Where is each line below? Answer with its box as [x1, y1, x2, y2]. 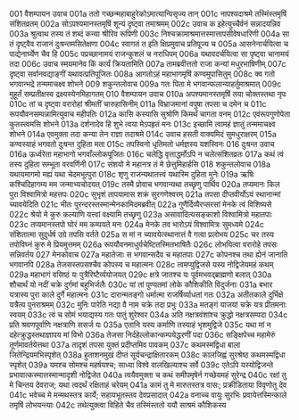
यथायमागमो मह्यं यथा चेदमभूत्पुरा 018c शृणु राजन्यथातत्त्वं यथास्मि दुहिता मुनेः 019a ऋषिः [9, 169, 254, 179]
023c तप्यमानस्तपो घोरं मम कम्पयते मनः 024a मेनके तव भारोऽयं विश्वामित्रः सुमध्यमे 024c [9, 219, 265, 229]
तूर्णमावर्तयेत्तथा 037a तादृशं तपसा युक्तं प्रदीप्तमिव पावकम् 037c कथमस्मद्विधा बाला [9, 340, 241, 350]
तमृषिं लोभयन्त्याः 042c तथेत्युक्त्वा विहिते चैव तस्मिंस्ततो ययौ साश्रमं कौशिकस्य [9, 399, 227, 410]
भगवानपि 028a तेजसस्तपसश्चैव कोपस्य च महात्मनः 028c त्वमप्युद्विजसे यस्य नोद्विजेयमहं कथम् [9, 259, 274, 269]
